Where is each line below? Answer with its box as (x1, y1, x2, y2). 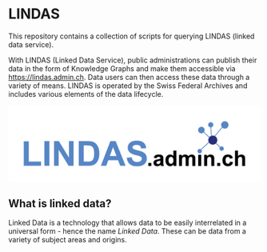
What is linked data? (8, 197, 112, 210)
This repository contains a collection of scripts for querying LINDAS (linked (8, 31, 255, 41)
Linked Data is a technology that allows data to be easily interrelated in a (8, 218, 247, 228)
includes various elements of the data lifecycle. (8, 89, 164, 98)
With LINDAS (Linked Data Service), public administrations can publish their (8, 55, 257, 65)
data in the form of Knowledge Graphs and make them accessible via (8, 63, 236, 73)
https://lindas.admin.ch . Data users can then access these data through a (8, 72, 250, 82)
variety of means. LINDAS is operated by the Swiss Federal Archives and (8, 81, 248, 90)
